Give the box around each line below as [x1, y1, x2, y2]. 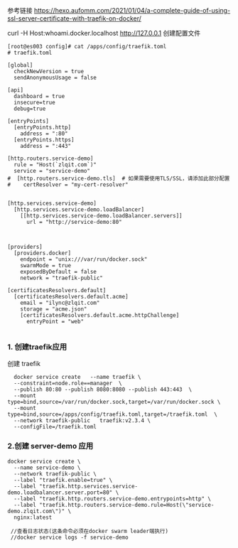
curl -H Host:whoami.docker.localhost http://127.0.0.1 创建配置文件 [7, 29, 201, 37]
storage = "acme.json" [20, 306, 87, 313]
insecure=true [13, 99, 55, 106]
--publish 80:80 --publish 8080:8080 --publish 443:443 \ [13, 386, 193, 393]
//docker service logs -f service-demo [10, 534, 129, 541]
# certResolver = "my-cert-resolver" [7, 181, 129, 188]
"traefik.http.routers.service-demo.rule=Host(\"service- [38, 501, 215, 508]
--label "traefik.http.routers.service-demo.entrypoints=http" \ [13, 495, 212, 503]
